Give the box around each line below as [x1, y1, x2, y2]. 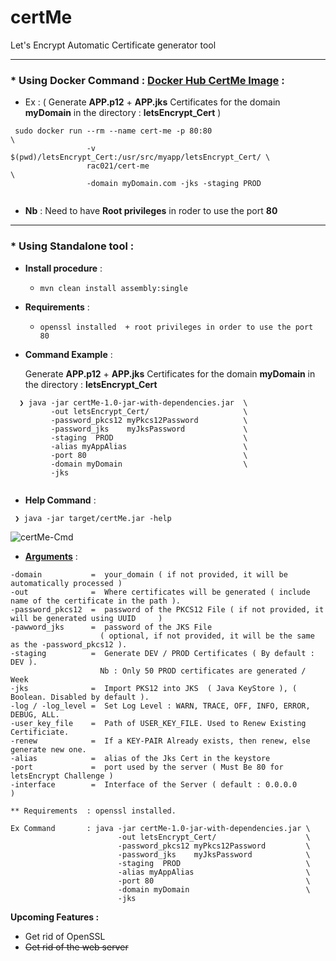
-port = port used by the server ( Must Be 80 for [10, 762, 284, 772]
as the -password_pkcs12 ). [10, 639, 128, 650]
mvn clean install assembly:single [39, 283, 188, 293]
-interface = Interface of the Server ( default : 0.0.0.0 [10, 779, 298, 790]
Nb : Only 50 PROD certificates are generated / [99, 666, 307, 676]
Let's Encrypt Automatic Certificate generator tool [10, 39, 217, 51]
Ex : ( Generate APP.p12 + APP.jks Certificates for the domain [24, 96, 281, 108]
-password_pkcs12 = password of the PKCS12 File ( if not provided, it [10, 604, 325, 615]
